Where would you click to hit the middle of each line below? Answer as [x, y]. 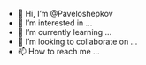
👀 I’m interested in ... [55, 23]
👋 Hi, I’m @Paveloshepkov [65, 14]
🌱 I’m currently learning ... [65, 32]
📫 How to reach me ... [58, 51]
